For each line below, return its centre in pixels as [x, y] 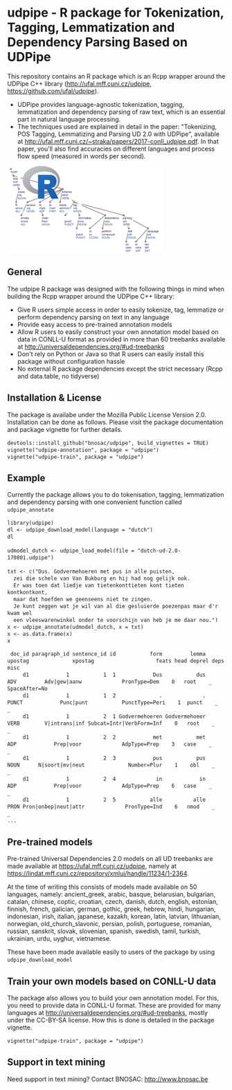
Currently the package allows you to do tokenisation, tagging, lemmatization [116, 495]
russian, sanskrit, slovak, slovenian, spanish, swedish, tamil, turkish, [104, 931]
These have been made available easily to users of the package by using [111, 952]
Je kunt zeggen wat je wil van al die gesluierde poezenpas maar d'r [116, 606]
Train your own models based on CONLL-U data [112, 981]
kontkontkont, [28, 593]
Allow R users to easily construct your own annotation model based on [118, 332]
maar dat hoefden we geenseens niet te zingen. [83, 599]
